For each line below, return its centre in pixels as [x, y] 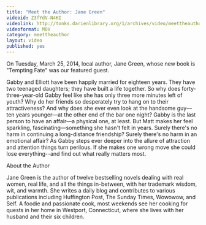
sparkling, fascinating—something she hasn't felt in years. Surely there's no [102, 128]
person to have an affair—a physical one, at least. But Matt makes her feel [100, 121]
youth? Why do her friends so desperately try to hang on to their [87, 101]
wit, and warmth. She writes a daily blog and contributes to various [91, 190]
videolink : [20, 23]
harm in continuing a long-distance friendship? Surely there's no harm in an [102, 134]
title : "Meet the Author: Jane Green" [56, 12]
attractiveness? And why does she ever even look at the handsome [91, 108]
